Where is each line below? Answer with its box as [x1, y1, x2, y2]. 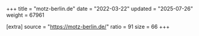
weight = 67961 [6, 11, 44, 19]
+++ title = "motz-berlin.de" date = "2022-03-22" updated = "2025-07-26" [6, 5, 194, 12]
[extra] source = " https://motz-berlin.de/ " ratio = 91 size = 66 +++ [6, 23, 170, 30]
